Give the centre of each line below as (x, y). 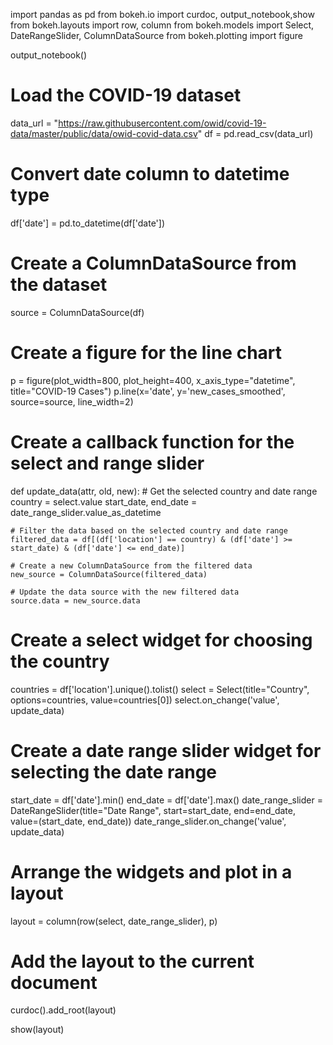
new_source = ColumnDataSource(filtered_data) (109, 574)
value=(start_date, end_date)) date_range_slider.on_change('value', (148, 821)
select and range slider (107, 463)
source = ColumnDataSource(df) (77, 312)
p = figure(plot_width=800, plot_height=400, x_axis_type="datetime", (153, 380)
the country (60, 661)
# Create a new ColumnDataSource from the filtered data (131, 565)
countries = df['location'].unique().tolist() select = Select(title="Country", (160, 689)
